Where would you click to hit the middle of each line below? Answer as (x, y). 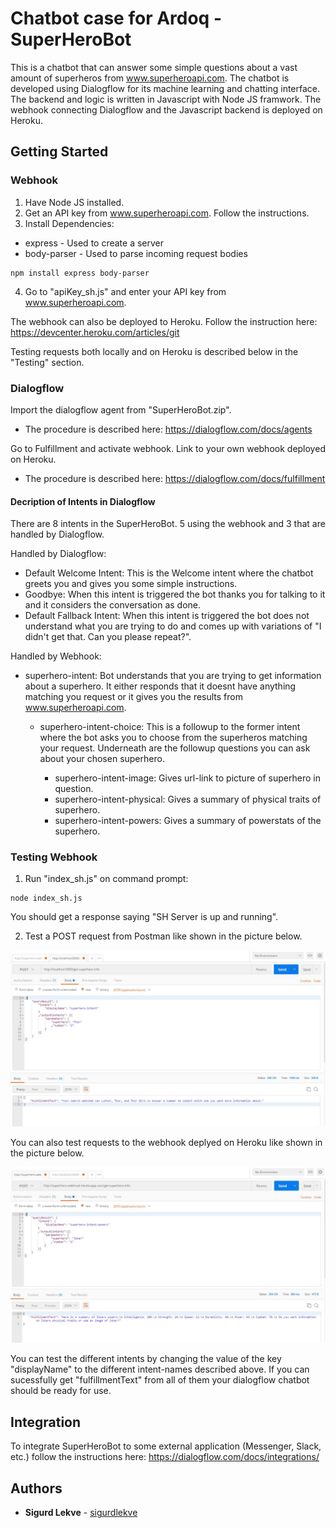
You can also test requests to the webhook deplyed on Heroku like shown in (166, 1142)
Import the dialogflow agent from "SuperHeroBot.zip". (121, 409)
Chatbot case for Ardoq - (116, 18)
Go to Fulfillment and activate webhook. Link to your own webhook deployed (168, 448)
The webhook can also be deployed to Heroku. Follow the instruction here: (164, 321)
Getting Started (59, 152)
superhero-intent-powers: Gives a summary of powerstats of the (188, 821)
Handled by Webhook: (56, 656)
